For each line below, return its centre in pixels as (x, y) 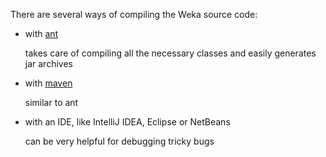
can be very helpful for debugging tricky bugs (119, 141)
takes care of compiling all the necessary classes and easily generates (170, 53)
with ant (41, 33)
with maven (48, 83)
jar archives (48, 63)
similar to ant (51, 102)
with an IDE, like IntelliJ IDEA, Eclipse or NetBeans (127, 122)
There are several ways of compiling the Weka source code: (134, 14)
